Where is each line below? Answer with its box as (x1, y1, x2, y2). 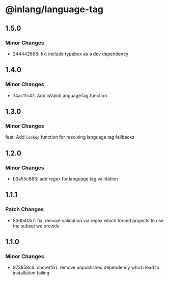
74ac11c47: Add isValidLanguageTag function (12, 92, 107, 98)
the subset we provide (12, 223, 60, 229)
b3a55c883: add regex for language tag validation (12, 175, 118, 182)
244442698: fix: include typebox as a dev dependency (12, 50, 129, 57)
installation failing (12, 270, 50, 276)
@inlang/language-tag (5, 4, 103, 15)
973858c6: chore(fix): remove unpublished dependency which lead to (12, 264, 159, 271)
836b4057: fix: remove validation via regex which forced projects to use (12, 217, 164, 223)
